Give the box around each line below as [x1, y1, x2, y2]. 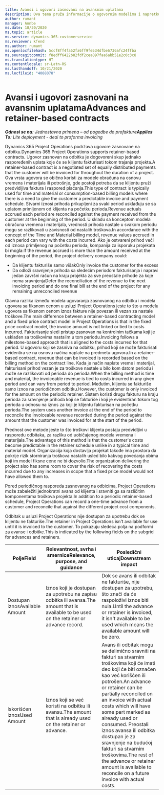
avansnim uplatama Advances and [5, 102, 146, 114]
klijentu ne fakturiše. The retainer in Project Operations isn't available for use [5, 518, 158, 524]
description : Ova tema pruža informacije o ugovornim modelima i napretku [5, 12, 161, 17]
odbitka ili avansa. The [45, 596, 96, 603]
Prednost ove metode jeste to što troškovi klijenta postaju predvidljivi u [5, 427, 147, 432]
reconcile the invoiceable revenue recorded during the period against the [5, 412, 152, 418]
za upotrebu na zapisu [45, 591, 97, 597]
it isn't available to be [102, 615, 150, 622]
